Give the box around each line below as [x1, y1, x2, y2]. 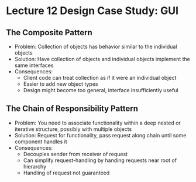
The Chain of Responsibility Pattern [6, 104, 139, 114]
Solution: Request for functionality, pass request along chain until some [14, 132, 187, 139]
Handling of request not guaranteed [23, 169, 110, 176]
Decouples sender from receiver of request [23, 150, 128, 157]
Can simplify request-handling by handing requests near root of [23, 157, 177, 164]
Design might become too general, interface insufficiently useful [23, 87, 178, 93]
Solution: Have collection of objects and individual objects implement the [14, 56, 190, 62]
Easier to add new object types [23, 80, 98, 87]
